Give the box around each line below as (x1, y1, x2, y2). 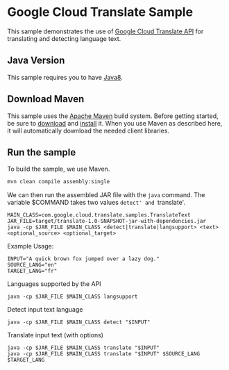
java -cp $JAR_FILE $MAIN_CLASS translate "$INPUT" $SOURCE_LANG (7, 351, 200, 358)
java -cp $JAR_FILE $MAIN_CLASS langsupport (7, 293, 138, 301)
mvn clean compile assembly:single (7, 178, 110, 185)
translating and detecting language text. (7, 34, 121, 42)
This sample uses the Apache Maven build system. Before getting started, (7, 112, 219, 120)
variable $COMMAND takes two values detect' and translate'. (7, 199, 186, 207)
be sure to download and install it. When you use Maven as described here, (7, 119, 223, 127)
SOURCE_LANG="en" (7, 262, 58, 269)
